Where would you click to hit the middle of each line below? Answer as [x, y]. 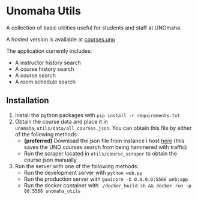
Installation [28, 101]
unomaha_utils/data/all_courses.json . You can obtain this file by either [103, 128]
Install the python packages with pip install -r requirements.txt [97, 115]
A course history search [44, 69]
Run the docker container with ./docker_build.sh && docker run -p [108, 185]
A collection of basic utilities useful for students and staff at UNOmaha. [94, 28]
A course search [35, 75]
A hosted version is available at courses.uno [61, 39]
